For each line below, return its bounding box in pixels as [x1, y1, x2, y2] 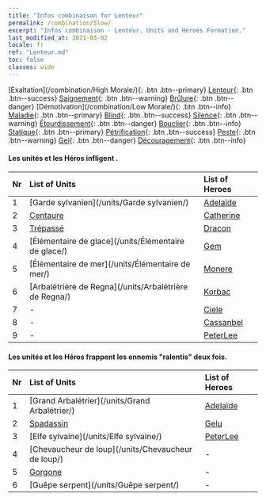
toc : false [8, 56, 44, 64]
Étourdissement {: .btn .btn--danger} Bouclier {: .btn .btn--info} [39, 118, 241, 128]
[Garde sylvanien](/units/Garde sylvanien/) [28, 197, 189, 208]
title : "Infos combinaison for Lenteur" [8, 11, 144, 20]
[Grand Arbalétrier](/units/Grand [28, 396, 150, 407]
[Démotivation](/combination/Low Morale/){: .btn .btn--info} [36, 101, 232, 111]
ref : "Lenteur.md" [8, 48, 69, 56]
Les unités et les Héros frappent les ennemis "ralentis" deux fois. [8, 352, 227, 361]
